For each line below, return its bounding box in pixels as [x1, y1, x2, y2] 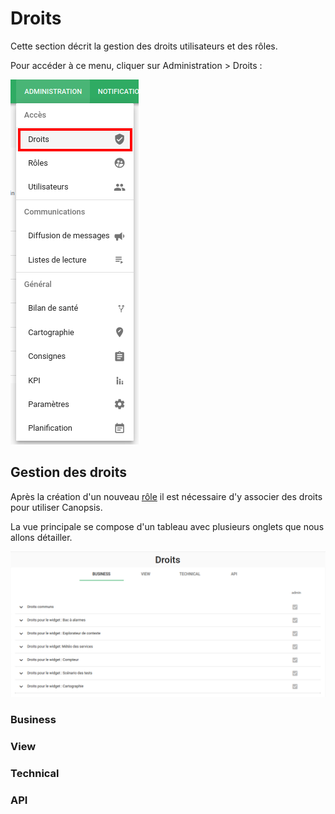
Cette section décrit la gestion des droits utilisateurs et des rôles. [10, 40, 278, 52]
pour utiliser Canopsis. [10, 501, 103, 513]
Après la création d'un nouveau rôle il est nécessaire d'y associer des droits [10, 490, 323, 502]
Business [10, 712, 57, 726]
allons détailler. [10, 531, 73, 543]
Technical [10, 766, 60, 780]
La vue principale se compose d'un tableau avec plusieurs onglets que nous [10, 520, 325, 532]
